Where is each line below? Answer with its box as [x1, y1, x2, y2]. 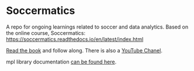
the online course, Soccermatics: [6, 29, 86, 36]
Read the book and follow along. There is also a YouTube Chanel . [6, 47, 162, 54]
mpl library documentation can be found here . [6, 58, 117, 65]
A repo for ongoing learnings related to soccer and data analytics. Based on [6, 23, 189, 30]
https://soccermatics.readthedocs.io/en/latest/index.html [6, 35, 144, 42]
